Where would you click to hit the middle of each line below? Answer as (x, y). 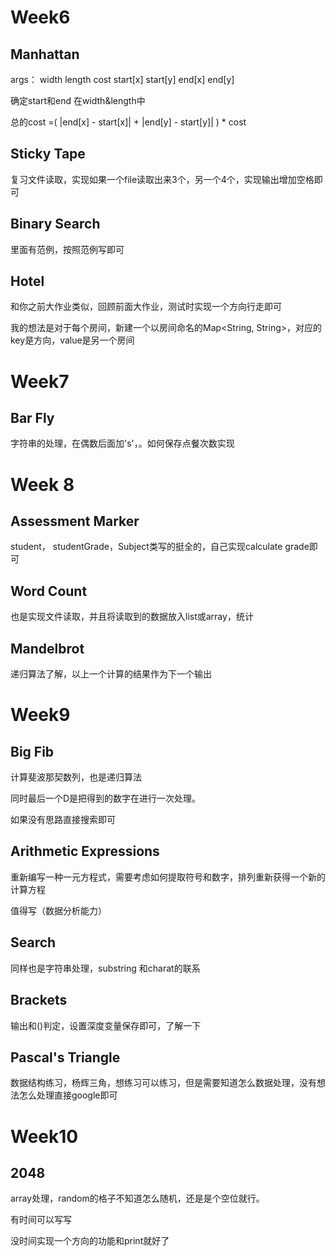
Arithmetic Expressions (85, 851)
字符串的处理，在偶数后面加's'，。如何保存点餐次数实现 (122, 443)
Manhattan (45, 54)
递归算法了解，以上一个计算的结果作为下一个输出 (111, 674)
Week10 (44, 1136)
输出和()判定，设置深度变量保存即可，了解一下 (106, 1025)
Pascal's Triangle (65, 1057)
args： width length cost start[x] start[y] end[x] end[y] (122, 79)
